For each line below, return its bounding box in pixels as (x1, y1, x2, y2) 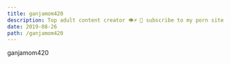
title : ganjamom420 (7, 10, 64, 17)
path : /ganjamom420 (7, 29, 64, 37)
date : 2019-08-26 (7, 23, 58, 30)
